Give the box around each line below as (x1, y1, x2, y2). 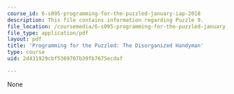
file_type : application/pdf (7, 29, 89, 37)
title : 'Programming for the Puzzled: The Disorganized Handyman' (7, 42, 204, 49)
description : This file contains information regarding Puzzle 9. (7, 17, 204, 23)
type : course (7, 49, 45, 56)
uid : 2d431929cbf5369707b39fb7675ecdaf (7, 55, 123, 62)
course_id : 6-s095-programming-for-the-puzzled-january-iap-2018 (7, 10, 201, 17)
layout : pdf (7, 36, 42, 43)
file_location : (7, 23, 52, 30)
